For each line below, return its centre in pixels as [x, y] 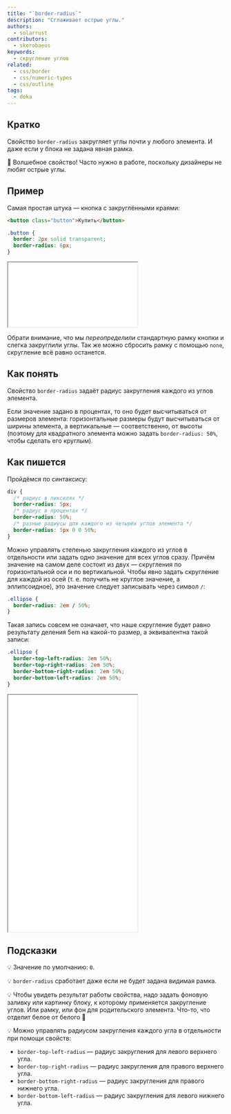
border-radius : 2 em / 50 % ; [52, 605]
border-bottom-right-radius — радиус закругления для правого [111, 1081]
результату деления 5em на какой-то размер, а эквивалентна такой [108, 633]
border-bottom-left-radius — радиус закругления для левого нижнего [121, 1096]
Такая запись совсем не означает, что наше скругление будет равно [109, 625]
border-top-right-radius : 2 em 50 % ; [64, 665]
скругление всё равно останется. [57, 352]
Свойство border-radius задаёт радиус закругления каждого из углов [110, 390]
